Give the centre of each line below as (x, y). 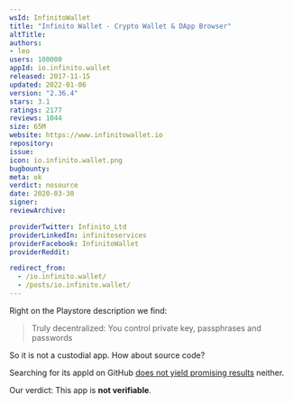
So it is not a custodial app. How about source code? (107, 355)
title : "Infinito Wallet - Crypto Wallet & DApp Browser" (120, 26)
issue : (22, 151)
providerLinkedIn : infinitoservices (78, 235)
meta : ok (26, 177)
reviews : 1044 (36, 118)
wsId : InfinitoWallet (50, 18)
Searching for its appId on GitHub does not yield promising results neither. (147, 372)
